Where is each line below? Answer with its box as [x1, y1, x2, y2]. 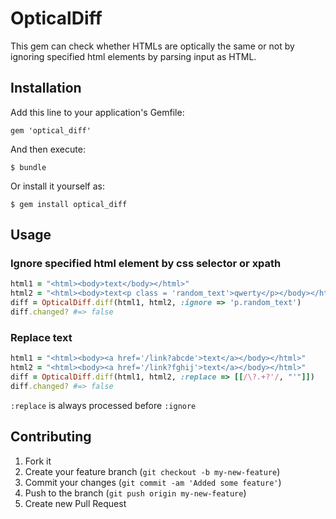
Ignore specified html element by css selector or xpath [10, 257, 282, 271]
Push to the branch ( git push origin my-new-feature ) [24, 487, 247, 499]
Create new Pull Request [24, 497, 127, 509]
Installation [10, 80, 82, 97]
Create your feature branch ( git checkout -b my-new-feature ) [24, 465, 281, 477]
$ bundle [10, 162, 47, 172]
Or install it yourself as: [10, 180, 105, 192]
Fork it [24, 455, 52, 467]
